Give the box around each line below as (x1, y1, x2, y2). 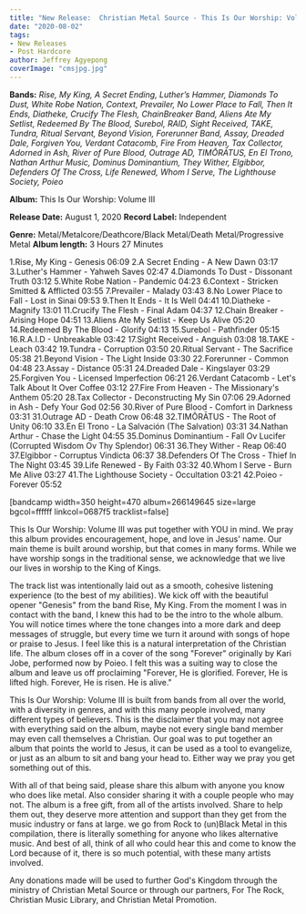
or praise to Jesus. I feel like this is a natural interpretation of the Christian (9, 638, 287, 649)
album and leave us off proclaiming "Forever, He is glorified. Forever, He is (9, 666, 289, 678)
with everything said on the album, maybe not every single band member (9, 723, 284, 734)
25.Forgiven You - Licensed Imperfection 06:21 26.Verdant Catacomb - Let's (9, 372, 296, 383)
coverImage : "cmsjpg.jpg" (9, 65, 107, 74)
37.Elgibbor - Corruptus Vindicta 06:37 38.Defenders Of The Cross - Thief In (9, 450, 297, 461)
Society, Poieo (9, 176, 64, 187)
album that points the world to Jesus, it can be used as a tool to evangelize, (9, 743, 293, 754)
